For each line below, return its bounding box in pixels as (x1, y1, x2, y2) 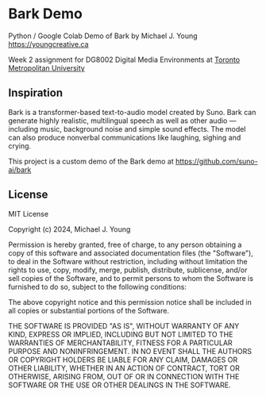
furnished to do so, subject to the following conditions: (8, 282, 187, 291)
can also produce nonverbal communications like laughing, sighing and (8, 133, 241, 142)
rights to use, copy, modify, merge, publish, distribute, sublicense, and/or (8, 265, 248, 275)
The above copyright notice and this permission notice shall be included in (8, 297, 252, 306)
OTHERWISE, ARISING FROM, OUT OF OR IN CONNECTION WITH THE (8, 371, 240, 381)
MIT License (8, 209, 49, 218)
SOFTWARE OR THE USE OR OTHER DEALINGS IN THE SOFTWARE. (8, 380, 231, 390)
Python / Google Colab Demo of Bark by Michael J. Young (8, 31, 198, 40)
